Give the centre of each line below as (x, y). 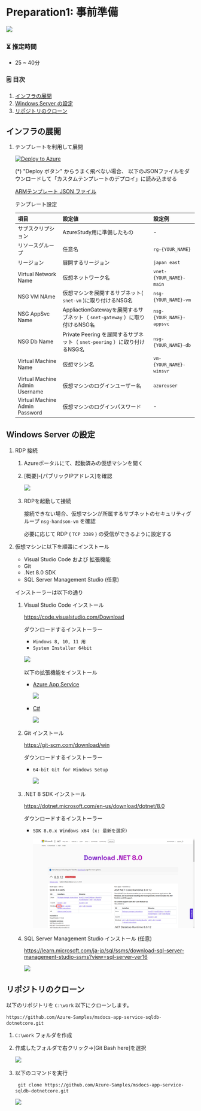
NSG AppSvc (33, 314)
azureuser (165, 386)
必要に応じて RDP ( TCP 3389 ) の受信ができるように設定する (98, 534)
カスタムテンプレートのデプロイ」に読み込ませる (117, 179)
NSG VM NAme (36, 296)
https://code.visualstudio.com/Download (74, 617)
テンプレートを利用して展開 (49, 147)
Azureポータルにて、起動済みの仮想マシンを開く (83, 463)
